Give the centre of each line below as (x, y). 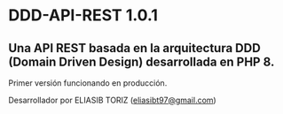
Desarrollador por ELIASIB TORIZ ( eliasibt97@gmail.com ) (112, 100)
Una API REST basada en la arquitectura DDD (134, 48)
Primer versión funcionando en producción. (88, 83)
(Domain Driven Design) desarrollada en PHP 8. (141, 61)
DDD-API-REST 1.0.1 (83, 15)
